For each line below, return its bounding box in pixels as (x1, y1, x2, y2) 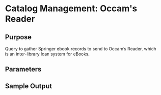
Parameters (5, 65, 42, 73)
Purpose (5, 33, 32, 41)
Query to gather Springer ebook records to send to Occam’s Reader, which (5, 46, 157, 51)
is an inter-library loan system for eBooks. (5, 51, 90, 57)
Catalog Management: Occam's (5, 3, 137, 14)
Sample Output (5, 82, 53, 90)
